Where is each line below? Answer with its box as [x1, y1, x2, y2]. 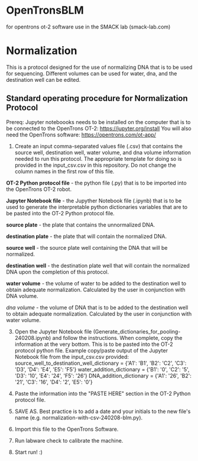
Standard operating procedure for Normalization [6, 93, 188, 104]
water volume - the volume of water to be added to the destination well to [6, 279, 187, 287]
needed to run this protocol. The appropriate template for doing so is [14, 155, 182, 162]
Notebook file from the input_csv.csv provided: [14, 353, 129, 360]
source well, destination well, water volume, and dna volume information [14, 149, 191, 156]
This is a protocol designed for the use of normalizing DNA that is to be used [6, 63, 193, 71]
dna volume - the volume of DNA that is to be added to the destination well [6, 304, 189, 311]
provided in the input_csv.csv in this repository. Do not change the [14, 161, 176, 168]
